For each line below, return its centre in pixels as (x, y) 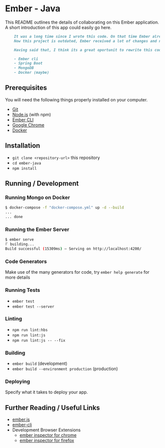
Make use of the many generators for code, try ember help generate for (77, 272)
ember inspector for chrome (48, 435)
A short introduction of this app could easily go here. (58, 27)
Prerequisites (26, 88)
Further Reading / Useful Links (53, 407)
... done (14, 217)
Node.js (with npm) (32, 114)
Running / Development (42, 183)
